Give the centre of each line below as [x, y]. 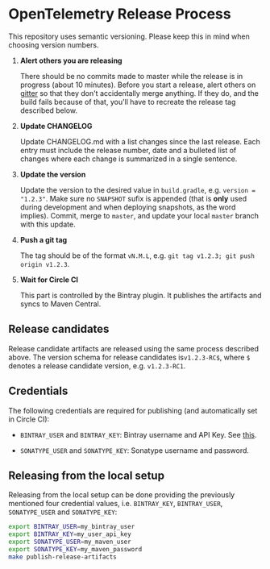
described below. [49, 110]
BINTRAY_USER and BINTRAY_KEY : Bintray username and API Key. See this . [138, 434]
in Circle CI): [29, 419]
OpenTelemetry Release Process [120, 14]
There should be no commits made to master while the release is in [131, 76]
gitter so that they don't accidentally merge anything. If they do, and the [139, 93]
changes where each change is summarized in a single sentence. [129, 159]
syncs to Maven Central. [60, 304]
